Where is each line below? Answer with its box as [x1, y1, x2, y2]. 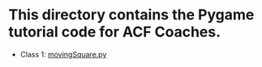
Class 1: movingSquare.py [19, 49, 107, 59]
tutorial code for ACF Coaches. [8, 23, 221, 41]
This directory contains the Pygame [8, 6, 255, 24]
